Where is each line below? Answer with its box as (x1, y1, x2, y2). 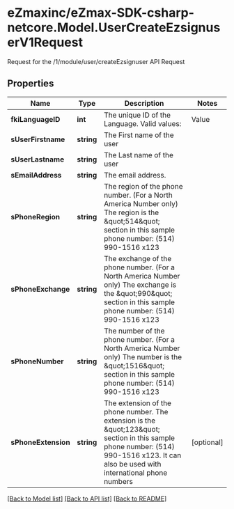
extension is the (103, 416, 156, 425)
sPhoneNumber (10, 357, 64, 366)
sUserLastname (10, 155, 65, 164)
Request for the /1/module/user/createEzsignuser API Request (7, 57, 185, 65)
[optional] (191, 437, 224, 447)
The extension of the (103, 398, 172, 408)
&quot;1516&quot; (103, 361, 165, 370)
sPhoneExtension (10, 437, 71, 447)
